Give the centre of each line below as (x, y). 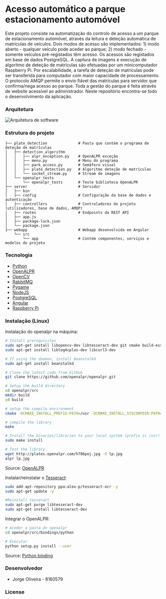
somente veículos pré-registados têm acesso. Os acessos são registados (80, 54)
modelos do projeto (25, 243)
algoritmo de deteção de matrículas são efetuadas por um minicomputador (81, 65)
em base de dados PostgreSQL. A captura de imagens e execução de (76, 59)
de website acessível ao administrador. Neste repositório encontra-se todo (81, 91)
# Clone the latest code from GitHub (44, 372)
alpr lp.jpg (17, 458)
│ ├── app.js (21, 217)
